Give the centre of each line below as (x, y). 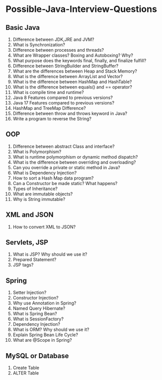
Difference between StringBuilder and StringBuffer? (66, 66)
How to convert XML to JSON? (44, 227)
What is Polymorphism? (37, 151)
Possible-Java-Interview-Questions (81, 9)
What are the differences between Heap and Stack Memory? (75, 71)
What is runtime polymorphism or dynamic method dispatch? (75, 157)
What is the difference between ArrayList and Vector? (68, 76)
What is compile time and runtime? (48, 92)
